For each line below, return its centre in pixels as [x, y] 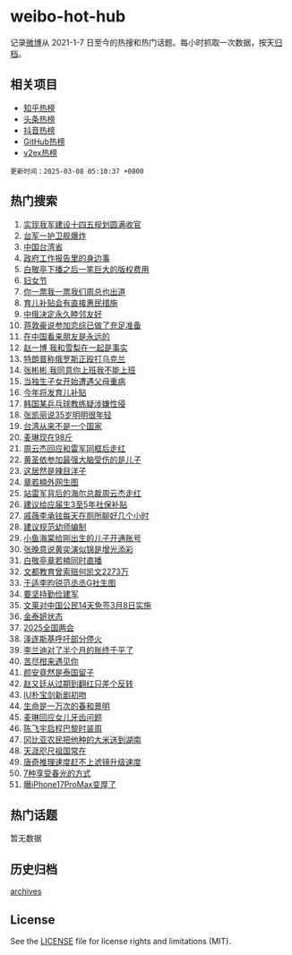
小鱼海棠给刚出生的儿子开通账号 [82, 538]
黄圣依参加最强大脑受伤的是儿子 [82, 460]
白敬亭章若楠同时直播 [62, 560]
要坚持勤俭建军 [51, 594]
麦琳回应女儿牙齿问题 [62, 717]
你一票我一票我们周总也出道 [74, 291]
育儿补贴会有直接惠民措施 [70, 303]
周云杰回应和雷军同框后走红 [74, 448]
